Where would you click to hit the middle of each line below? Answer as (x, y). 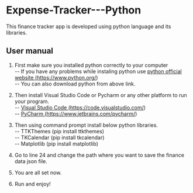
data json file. (31, 161)
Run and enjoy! (32, 184)
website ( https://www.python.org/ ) (56, 77)
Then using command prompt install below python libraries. (86, 125)
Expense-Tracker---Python (74, 10)
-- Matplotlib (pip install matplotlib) (56, 143)
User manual (30, 51)
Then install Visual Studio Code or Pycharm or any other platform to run (101, 95)
